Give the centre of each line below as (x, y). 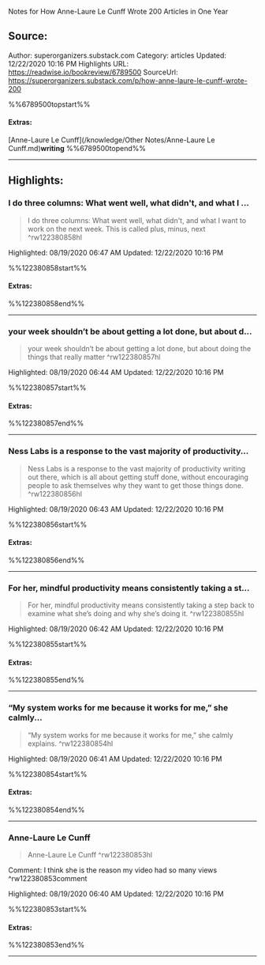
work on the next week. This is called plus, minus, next (116, 229)
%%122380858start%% (48, 267)
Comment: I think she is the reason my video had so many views (113, 870)
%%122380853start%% (48, 910)
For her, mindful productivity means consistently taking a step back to (141, 605)
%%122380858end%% (47, 303)
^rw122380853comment (48, 879)
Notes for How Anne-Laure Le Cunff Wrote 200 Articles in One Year (118, 11)
